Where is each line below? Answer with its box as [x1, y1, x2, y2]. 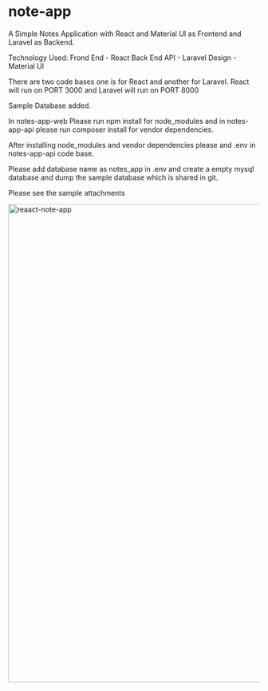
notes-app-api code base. [8, 149, 94, 158]
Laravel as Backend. [8, 37, 75, 46]
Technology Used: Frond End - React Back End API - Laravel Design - [8, 53, 237, 62]
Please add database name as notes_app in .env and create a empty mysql [8, 164, 254, 173]
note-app [8, 2, 72, 21]
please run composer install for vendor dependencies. [35, 125, 214, 134]
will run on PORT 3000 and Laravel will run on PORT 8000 [8, 85, 199, 94]
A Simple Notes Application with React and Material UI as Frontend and [8, 29, 242, 38]
